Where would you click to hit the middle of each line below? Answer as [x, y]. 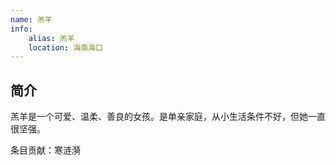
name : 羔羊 [31, 19]
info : [21, 29]
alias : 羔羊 [51, 38]
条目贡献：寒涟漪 [45, 150]
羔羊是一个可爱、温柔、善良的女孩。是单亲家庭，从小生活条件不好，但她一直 [168, 117]
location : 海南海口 [65, 47]
